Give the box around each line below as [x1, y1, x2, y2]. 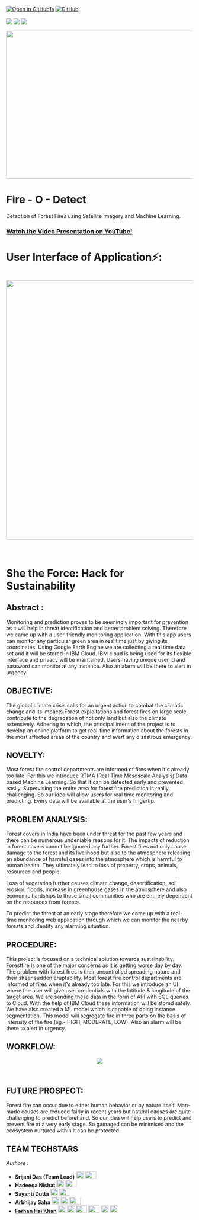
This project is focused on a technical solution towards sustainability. [6, 956, 175, 963]
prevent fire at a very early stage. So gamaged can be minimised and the [6, 1120, 184, 1128]
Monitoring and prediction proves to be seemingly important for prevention [6, 618, 188, 625]
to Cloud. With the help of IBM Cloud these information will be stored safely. [6, 1000, 191, 1007]
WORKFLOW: [6, 1042, 56, 1052]
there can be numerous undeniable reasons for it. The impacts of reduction [6, 837, 190, 844]
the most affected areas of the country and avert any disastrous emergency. [6, 733, 192, 740]
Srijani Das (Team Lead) [14, 1173, 75, 1180]
